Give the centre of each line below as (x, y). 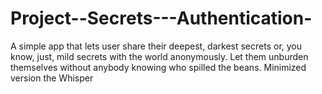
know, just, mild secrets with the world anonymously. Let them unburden (159, 56)
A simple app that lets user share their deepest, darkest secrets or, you (156, 46)
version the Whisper (52, 78)
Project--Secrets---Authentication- (161, 18)
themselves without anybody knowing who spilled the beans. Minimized (158, 67)
